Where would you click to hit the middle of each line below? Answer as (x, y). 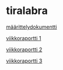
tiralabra (27, 11)
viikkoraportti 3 (24, 61)
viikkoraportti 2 (24, 49)
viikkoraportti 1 (24, 38)
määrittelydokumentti (32, 27)
